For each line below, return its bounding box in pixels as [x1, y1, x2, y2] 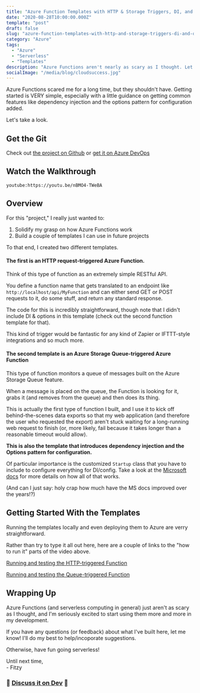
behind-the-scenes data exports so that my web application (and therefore [6, 412, 190, 419]
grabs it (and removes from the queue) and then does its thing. [6, 394, 160, 402]
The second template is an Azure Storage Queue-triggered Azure [6, 350, 171, 358]
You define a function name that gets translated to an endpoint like [6, 282, 170, 289]
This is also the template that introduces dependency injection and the [6, 443, 185, 450]
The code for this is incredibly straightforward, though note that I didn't [6, 306, 180, 313]
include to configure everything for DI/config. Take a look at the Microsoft [6, 466, 187, 474]
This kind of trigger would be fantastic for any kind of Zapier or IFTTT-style [6, 330, 190, 337]
